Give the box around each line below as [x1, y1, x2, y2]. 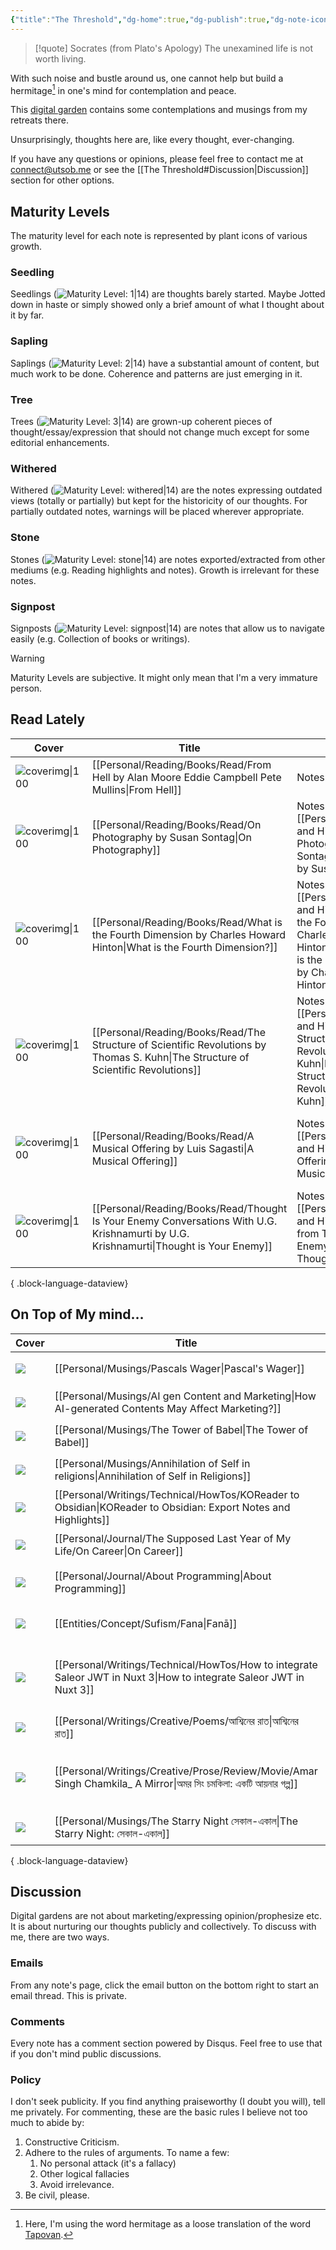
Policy [10, 2072, 42, 2086]
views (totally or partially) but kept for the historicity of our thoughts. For [10, 495, 308, 507]
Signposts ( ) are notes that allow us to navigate [10, 622, 325, 634]
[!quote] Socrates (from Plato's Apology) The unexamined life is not [34, 42, 313, 54]
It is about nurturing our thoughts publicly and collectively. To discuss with [10, 1921, 317, 1933]
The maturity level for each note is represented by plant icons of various [10, 230, 308, 242]
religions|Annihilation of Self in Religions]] [54, 1469, 252, 1483]
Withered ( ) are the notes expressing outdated [10, 484, 323, 496]
